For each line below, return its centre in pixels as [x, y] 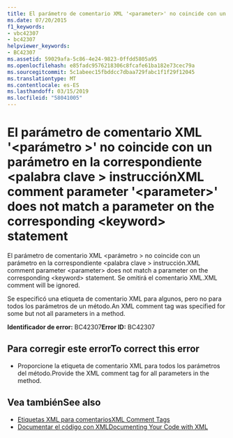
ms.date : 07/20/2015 [37, 20]
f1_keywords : [26, 27]
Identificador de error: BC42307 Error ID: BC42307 [81, 327]
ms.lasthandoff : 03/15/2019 [48, 91]
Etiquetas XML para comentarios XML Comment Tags [93, 419]
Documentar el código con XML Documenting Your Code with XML [113, 427]
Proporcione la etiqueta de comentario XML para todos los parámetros [119, 365]
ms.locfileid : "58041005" [45, 98]
